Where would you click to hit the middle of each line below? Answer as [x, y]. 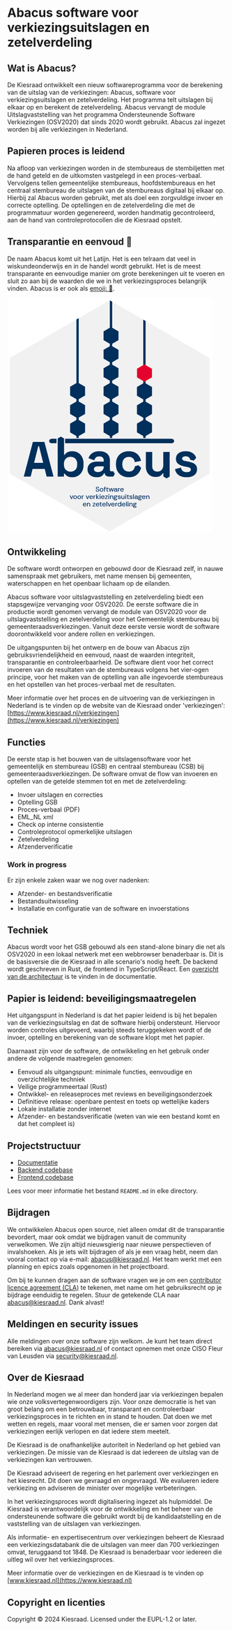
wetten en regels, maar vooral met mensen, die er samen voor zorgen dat [113, 1424]
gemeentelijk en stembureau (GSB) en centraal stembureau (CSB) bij [106, 767]
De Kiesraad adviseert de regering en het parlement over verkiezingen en [113, 1473]
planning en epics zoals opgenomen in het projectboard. [88, 1266]
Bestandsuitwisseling [48, 901]
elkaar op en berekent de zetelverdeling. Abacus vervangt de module [107, 107]
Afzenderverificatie [45, 847]
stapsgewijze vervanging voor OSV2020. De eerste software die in [103, 604]
